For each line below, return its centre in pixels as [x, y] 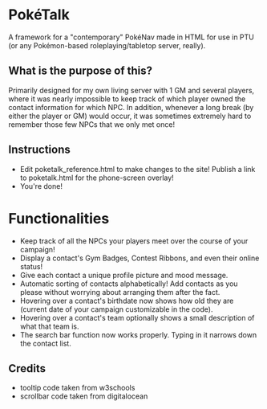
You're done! [41, 186]
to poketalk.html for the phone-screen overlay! [97, 178]
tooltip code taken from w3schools [77, 388]
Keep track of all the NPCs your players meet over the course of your [134, 241]
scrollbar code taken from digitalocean [84, 396]
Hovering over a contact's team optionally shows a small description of [137, 317]
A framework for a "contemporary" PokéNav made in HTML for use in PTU [131, 37]
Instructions [39, 150]
